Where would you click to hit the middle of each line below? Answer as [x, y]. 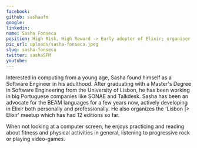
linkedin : [18, 28]
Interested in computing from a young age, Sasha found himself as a [89, 78]
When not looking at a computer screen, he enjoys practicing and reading [95, 126]
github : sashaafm [27, 17]
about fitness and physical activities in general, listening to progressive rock [98, 132]
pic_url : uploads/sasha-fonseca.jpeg [52, 45]
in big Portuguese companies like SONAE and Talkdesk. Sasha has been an [97, 96]
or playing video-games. [36, 139]
